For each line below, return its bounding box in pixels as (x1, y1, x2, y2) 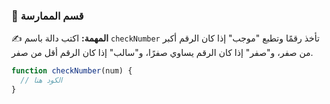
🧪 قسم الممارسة (11, 9, 84, 23)
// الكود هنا (20, 75, 63, 86)
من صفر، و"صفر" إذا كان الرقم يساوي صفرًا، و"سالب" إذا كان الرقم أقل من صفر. (11, 47, 314, 59)
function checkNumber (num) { (11, 66, 133, 76)
